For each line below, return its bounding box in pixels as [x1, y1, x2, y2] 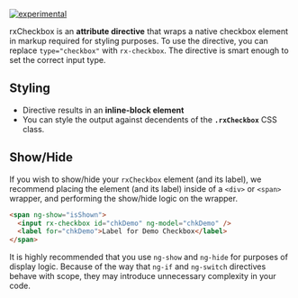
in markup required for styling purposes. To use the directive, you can [9, 36, 268, 46]
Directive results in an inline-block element [22, 104, 185, 115]
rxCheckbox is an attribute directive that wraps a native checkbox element [9, 26, 289, 36]
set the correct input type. [9, 55, 106, 65]
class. [22, 123, 45, 134]
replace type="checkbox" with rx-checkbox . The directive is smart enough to [9, 45, 290, 56]
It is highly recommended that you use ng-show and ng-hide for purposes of [9, 252, 288, 263]
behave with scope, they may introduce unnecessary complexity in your [9, 271, 276, 282]
